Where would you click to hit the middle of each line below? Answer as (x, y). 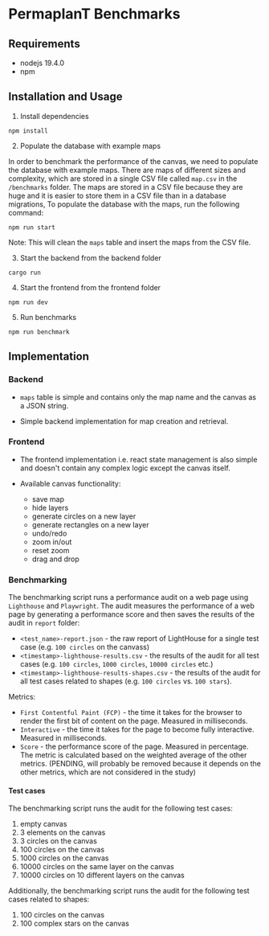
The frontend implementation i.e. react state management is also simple (139, 459)
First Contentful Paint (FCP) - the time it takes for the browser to (131, 712)
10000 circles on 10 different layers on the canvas (102, 875)
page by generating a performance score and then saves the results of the (132, 614)
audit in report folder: (44, 623)
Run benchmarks (48, 317)
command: (26, 212)
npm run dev (28, 302)
